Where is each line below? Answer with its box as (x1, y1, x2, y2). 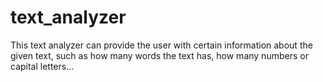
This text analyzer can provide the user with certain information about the (10, 39, 313, 51)
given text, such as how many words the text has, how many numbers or (10, 49, 309, 61)
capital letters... (10, 60, 75, 72)
